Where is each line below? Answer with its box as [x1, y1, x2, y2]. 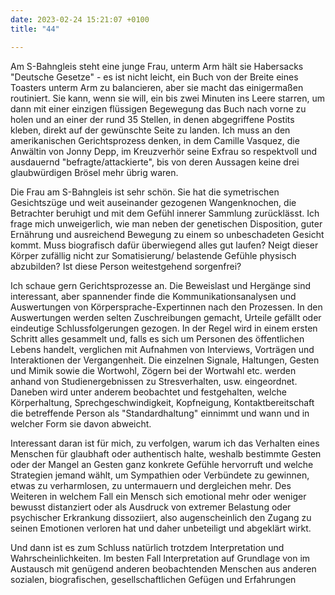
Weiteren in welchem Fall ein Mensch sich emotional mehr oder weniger [10, 490, 307, 502]
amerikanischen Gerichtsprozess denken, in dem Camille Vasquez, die [10, 134, 300, 146]
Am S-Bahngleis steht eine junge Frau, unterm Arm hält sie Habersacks [10, 60, 304, 72]
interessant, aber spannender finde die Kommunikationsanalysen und [10, 290, 297, 302]
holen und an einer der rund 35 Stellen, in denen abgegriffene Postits [10, 113, 295, 125]
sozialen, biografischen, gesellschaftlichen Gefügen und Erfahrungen [10, 573, 297, 585]
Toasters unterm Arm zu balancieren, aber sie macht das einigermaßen [10, 81, 304, 93]
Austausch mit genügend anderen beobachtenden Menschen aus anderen [10, 562, 317, 575]
